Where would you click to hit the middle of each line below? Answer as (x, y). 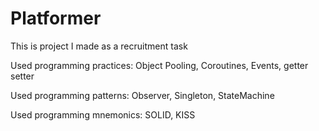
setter (22, 76)
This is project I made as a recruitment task (99, 46)
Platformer (56, 18)
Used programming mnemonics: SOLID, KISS (103, 114)
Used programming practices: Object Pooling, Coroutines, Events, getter (159, 65)
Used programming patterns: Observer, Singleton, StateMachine (142, 95)
